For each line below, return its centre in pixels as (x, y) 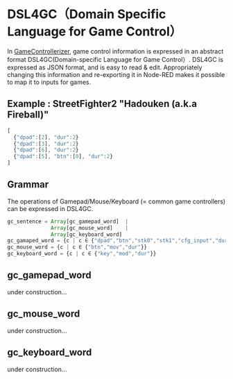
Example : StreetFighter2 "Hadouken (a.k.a (102, 104)
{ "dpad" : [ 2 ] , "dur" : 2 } (46, 137)
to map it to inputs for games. (49, 82)
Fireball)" (28, 115)
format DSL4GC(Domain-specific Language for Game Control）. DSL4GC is (115, 59)
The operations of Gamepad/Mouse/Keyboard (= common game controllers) (116, 201)
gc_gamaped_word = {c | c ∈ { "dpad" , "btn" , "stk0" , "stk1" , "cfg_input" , (111, 241)
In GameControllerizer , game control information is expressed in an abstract (115, 51)
